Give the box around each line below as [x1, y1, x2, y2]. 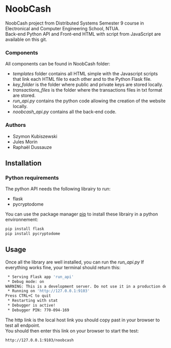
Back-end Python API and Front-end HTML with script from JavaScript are [5, 31, 161, 37]
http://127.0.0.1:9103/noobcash [5, 337, 74, 343]
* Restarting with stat [7, 298, 58, 303]
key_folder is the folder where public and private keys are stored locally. [12, 81, 163, 88]
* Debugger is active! [7, 303, 56, 308]
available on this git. [5, 36, 47, 42]
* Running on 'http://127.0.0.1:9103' [7, 289, 90, 294]
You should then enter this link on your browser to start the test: [5, 328, 139, 334]
